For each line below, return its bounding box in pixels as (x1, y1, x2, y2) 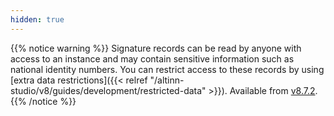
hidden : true (10, 14, 65, 25)
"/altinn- (149, 74, 185, 86)
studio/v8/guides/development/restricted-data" (10, 84, 207, 96)
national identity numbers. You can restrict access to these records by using (10, 63, 325, 75)
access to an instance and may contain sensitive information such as (10, 52, 295, 65)
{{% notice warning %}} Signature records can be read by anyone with (10, 42, 302, 54)
